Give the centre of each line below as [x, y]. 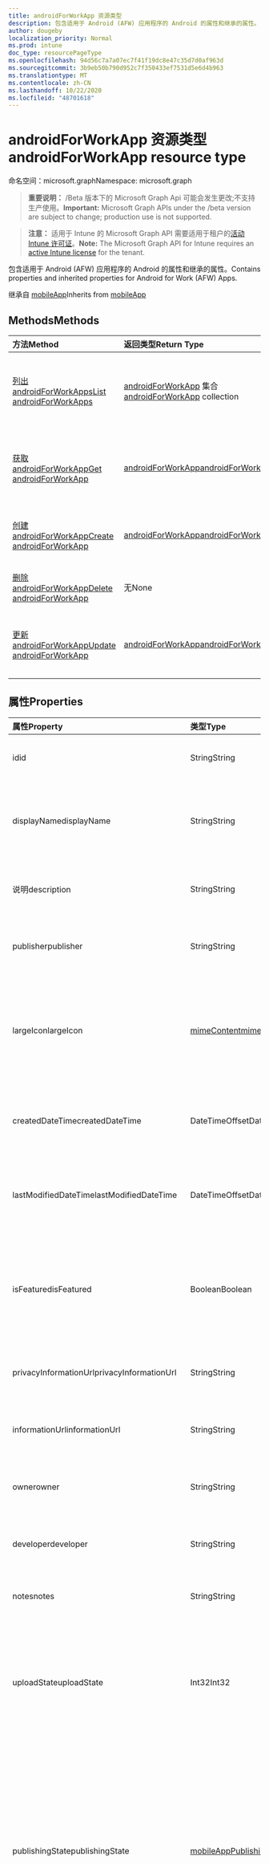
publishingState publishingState [71, 1850]
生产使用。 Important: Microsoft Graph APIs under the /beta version [139, 208]
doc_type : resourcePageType [55, 53]
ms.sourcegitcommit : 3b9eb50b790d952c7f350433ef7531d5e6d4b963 [116, 68]
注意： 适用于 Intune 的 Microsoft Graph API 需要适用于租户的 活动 [137, 234]
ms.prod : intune [35, 46]
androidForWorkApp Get [57, 469]
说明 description [42, 889]
